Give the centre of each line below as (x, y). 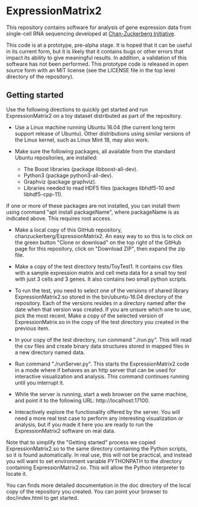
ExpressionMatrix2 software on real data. (65, 431)
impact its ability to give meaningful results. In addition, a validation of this (96, 57)
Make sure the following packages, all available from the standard (95, 151)
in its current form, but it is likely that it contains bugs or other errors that (95, 51)
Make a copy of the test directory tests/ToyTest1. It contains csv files (98, 266)
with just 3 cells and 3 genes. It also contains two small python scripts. (101, 279)
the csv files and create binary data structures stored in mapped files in (102, 346)
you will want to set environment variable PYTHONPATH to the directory (94, 461)
